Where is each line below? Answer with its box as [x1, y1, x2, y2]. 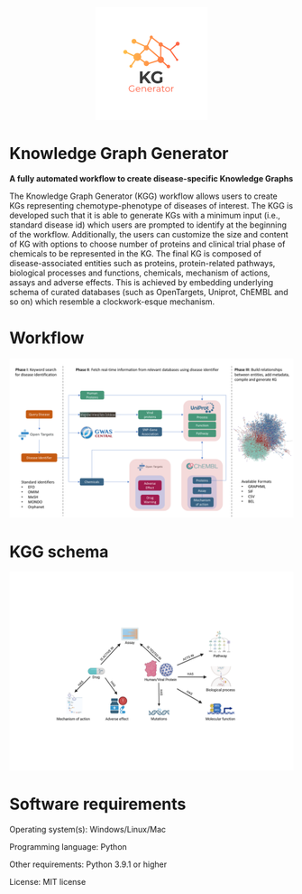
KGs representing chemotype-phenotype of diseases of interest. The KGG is [9, 200, 294, 210]
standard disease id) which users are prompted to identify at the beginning [9, 219, 287, 230]
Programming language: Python [9, 841, 128, 852]
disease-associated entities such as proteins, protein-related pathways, [9, 257, 276, 268]
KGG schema [9, 541, 109, 562]
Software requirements [9, 794, 187, 815]
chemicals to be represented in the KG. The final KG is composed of [9, 247, 261, 259]
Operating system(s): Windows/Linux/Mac [9, 824, 167, 834]
